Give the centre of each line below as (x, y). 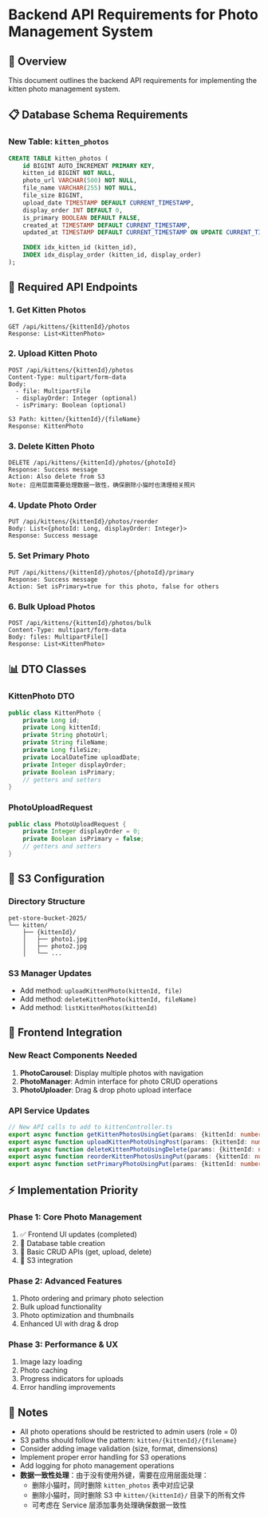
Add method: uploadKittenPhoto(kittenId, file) (101, 990)
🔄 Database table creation (62, 1243)
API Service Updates (49, 1110)
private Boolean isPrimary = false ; (84, 839)
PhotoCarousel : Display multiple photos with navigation (111, 1073)
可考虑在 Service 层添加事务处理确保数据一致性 (109, 1505)
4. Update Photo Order (53, 505)
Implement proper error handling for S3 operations (103, 1457)
